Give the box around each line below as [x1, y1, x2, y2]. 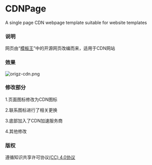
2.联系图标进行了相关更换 [5, 107, 57, 113]
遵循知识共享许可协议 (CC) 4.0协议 [5, 154, 75, 160]
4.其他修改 [5, 128, 27, 134]
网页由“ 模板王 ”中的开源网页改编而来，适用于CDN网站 [5, 45, 115, 51]
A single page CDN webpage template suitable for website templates [5, 19, 147, 25]
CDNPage [5, 3, 46, 14]
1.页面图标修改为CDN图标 [5, 96, 57, 102]
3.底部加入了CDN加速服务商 [5, 117, 63, 123]
